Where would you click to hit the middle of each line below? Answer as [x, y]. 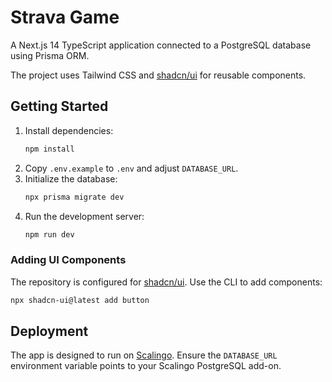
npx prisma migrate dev [74, 197]
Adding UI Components [68, 260]
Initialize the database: [71, 178]
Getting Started [59, 106]
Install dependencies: [69, 130]
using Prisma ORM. [50, 55]
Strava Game [65, 17]
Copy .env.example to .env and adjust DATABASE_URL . [131, 168]
